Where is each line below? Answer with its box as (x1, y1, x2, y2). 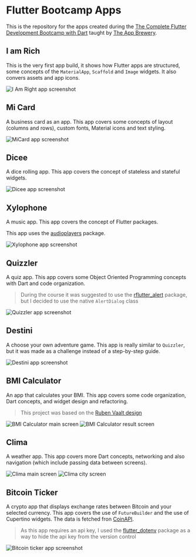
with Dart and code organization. (6, 280, 86, 287)
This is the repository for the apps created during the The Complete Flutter (6, 23, 187, 30)
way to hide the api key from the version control (20, 533, 136, 540)
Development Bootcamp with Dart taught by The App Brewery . (6, 29, 157, 36)
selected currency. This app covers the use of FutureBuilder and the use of (6, 510, 190, 517)
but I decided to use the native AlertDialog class (20, 297, 139, 304)
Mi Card (6, 103, 36, 113)
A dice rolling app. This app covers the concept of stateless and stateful (6, 168, 180, 175)
